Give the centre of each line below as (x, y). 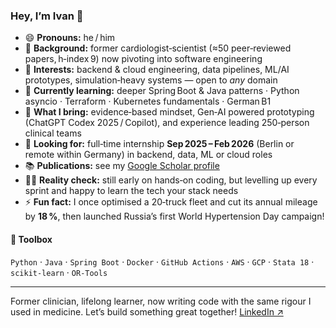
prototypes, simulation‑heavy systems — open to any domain (151, 80)
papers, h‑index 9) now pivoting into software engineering (143, 59)
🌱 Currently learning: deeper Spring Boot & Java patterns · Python (162, 91)
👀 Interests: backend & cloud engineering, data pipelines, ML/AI (157, 70)
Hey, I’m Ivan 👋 (47, 16)
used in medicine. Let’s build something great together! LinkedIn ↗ (147, 311)
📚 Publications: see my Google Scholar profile (122, 166)
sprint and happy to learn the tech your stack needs (131, 191)
